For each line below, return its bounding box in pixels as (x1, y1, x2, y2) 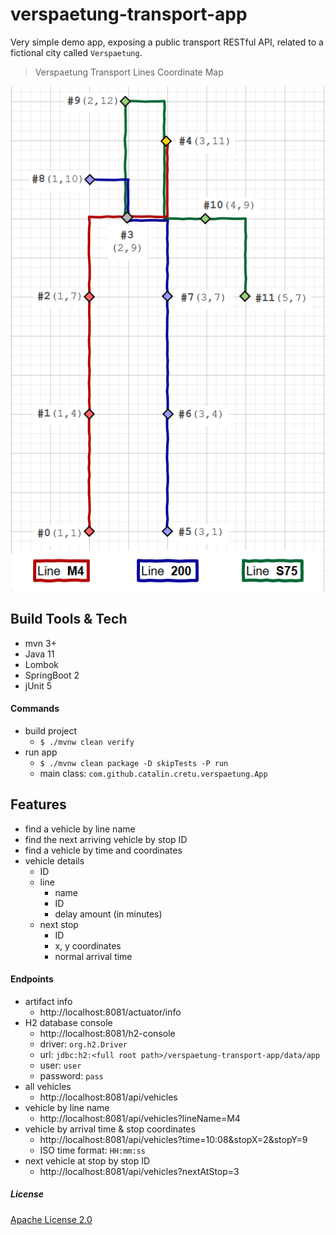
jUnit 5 (24, 679, 53, 692)
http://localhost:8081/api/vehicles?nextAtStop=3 (39, 1165, 240, 1177)
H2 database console (24, 1016, 113, 1028)
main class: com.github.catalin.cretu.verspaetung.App (39, 767, 268, 779)
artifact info (24, 995, 73, 1007)
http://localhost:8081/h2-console (39, 1027, 176, 1039)
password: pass (39, 1069, 104, 1082)
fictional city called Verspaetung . (10, 46, 143, 58)
